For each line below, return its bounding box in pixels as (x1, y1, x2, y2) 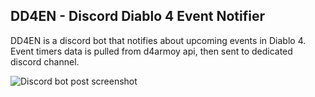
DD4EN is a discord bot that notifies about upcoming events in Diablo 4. (10, 34, 307, 46)
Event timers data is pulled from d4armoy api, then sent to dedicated (10, 45, 293, 57)
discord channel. (10, 55, 80, 68)
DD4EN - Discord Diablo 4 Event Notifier (10, 8, 265, 25)
